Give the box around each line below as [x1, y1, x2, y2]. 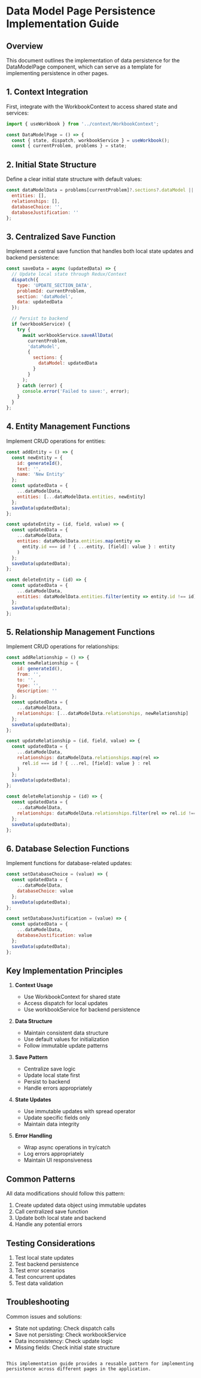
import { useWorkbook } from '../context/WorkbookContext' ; [6, 121, 160, 127]
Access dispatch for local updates [23, 1000, 108, 1007]
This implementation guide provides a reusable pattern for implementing [6, 1361, 194, 1367]
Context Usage [14, 982, 53, 989]
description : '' [17, 688, 58, 694]
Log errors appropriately [23, 1150, 84, 1158]
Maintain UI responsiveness [23, 1156, 93, 1164]
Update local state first [23, 1072, 80, 1079]
